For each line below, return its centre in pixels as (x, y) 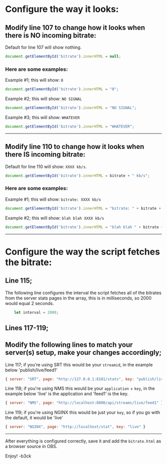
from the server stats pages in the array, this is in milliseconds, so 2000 (78, 298)
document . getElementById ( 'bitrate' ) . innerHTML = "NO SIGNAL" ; (71, 108)
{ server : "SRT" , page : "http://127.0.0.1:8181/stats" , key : (70, 379)
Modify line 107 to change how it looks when (75, 28)
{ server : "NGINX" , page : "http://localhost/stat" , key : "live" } (75, 427)
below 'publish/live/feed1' (31, 370)
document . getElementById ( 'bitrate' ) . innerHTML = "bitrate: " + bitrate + (83, 208)
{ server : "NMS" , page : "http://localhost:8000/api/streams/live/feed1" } (84, 403)
